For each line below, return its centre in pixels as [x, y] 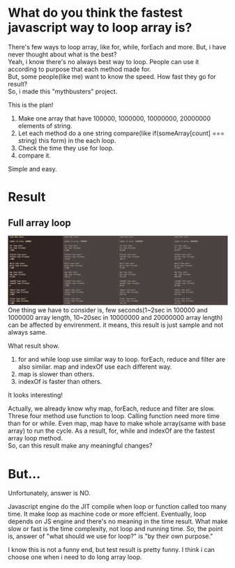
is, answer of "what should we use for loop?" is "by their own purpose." [111, 536]
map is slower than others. [56, 374]
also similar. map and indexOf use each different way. [95, 367]
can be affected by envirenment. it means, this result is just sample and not [116, 325]
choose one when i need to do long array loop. [75, 557]
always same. [28, 332]
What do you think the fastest [96, 13]
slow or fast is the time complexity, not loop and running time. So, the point [115, 529]
